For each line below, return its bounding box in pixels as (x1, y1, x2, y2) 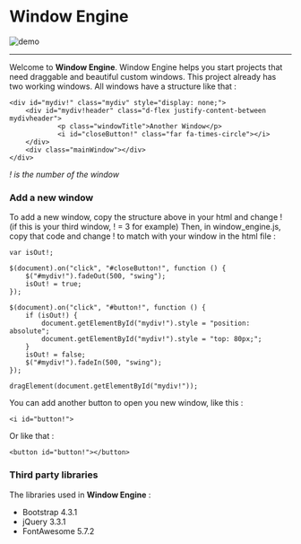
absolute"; (9, 327, 50, 336)
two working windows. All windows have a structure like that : (9, 81, 237, 92)
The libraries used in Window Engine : (9, 489, 151, 500)
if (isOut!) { (25, 311, 78, 320)
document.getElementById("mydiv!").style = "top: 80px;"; (41, 335, 262, 344)
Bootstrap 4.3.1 (21, 506, 78, 517)
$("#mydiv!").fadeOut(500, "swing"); (25, 272, 167, 281)
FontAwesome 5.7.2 (21, 525, 95, 536)
